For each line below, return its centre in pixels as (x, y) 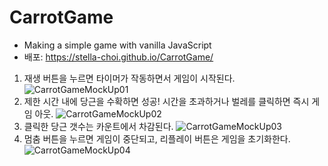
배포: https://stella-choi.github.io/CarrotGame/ (118, 57)
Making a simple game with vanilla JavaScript (117, 45)
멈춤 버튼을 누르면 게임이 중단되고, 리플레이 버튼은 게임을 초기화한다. (157, 138)
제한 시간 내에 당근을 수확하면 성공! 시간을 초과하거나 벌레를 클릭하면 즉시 (166, 101)
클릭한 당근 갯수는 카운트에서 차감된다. (98, 126)
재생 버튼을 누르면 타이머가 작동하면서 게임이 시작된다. (129, 78)
